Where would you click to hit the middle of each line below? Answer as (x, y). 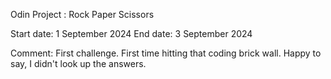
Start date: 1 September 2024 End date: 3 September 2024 (131, 33)
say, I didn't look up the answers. (78, 63)
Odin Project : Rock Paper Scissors (82, 14)
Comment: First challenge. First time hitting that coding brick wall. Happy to (166, 53)
